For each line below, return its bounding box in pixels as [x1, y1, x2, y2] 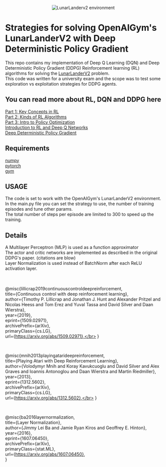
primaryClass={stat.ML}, [5, 446, 55, 452]
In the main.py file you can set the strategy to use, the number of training [5, 201, 154, 207]
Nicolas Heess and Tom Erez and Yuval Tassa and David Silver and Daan [5, 302, 154, 308]
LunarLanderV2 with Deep [5, 33, 116, 44]
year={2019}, [5, 312, 32, 318]
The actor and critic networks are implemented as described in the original [5, 249, 158, 256]
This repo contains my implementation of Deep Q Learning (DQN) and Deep [5, 60, 160, 66]
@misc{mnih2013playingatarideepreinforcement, [5, 352, 105, 358]
